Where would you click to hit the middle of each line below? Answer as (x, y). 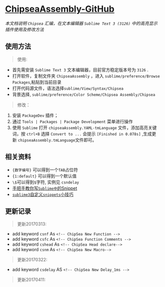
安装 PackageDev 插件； (35, 115)
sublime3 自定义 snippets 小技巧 (43, 194)
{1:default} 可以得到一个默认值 (44, 176)
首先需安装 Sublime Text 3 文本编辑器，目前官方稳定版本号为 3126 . (80, 69)
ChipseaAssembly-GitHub (60, 9)
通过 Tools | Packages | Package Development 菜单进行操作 (72, 121)
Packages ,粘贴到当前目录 (37, 82)
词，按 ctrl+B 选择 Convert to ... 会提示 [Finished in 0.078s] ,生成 (82, 133)
